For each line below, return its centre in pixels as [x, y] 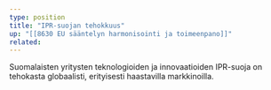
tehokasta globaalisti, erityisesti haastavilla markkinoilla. [112, 77]
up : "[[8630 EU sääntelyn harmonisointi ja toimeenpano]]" [121, 34]
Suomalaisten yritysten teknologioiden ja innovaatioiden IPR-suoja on [136, 67]
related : [25, 42]
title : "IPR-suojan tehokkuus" [67, 26]
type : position [37, 17]
